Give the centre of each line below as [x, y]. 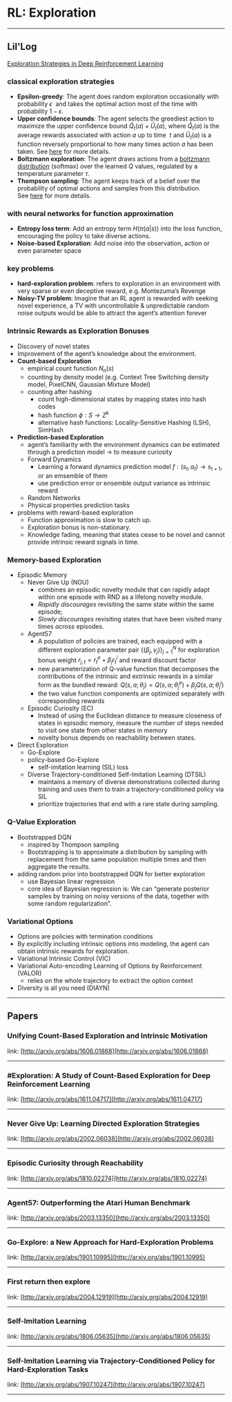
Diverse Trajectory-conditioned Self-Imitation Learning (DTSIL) [117, 774]
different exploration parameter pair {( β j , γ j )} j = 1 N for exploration [128, 650]
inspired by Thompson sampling [73, 844]
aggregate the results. [59, 867]
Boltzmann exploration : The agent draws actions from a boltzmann [113, 159]
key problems [30, 268]
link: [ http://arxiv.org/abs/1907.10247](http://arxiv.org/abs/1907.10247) [106, 1385]
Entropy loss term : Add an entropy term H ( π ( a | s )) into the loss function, [119, 228]
